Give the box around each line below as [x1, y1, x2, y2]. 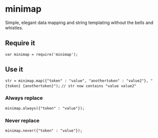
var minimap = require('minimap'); [5, 52, 78, 57]
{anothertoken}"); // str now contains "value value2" [23, 83, 137, 89]
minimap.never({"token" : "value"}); [5, 128, 83, 133]
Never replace [5, 117, 40, 124]
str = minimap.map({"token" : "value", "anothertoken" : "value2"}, [5, 78, 149, 83]
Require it [5, 39, 35, 47]
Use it [5, 65, 23, 74]
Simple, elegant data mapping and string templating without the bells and [5, 20, 154, 25]
